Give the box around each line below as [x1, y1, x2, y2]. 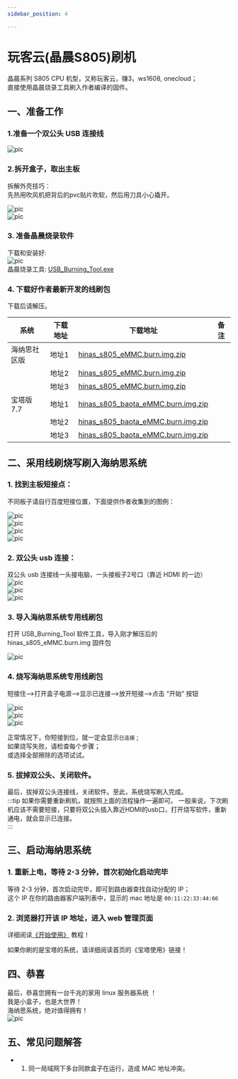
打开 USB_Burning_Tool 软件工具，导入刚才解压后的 [7, 629, 158, 638]
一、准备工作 [7, 105, 64, 118]
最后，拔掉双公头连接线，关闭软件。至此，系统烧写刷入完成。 [7, 787, 188, 797]
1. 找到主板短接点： [7, 479, 73, 489]
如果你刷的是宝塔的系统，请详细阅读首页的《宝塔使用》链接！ [7, 946, 188, 954]
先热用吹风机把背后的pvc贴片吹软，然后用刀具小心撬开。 [7, 190, 174, 199]
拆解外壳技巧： [7, 181, 51, 190]
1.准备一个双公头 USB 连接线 [7, 128, 104, 138]
